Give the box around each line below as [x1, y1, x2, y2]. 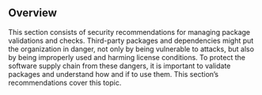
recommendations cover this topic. [8, 78, 122, 87]
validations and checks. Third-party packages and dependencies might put [8, 36, 254, 45]
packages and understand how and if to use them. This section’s [8, 69, 219, 78]
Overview [8, 6, 58, 20]
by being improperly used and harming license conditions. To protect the [8, 52, 245, 62]
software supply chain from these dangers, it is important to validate [8, 61, 231, 70]
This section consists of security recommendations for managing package [8, 27, 251, 36]
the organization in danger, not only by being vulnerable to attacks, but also [8, 44, 255, 54]
